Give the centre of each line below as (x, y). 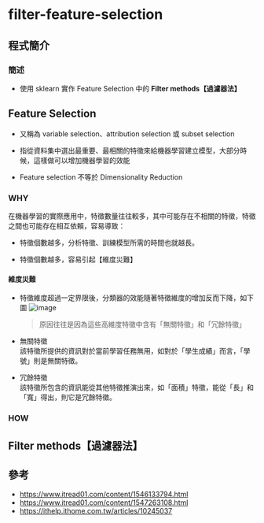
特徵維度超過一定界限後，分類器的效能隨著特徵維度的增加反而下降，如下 (136, 298)
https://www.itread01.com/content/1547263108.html (104, 503)
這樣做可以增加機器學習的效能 (82, 160)
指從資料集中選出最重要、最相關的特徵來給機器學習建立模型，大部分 (130, 150)
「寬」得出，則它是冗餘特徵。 (68, 397)
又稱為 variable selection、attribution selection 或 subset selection (127, 134)
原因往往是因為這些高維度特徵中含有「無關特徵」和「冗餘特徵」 (142, 325)
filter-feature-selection (86, 15)
